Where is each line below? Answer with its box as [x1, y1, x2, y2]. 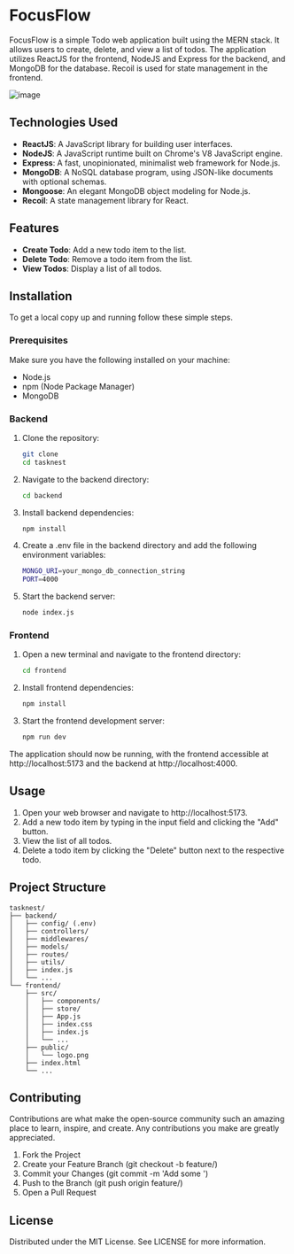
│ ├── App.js [25, 1011, 81, 1021]
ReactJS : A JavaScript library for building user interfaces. [21, 138, 233, 149]
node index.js [21, 608, 74, 617]
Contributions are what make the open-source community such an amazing [9, 1113, 285, 1125]
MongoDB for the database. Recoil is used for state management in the [9, 63, 268, 74]
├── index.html [25, 1058, 81, 1067]
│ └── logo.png [25, 1050, 89, 1059]
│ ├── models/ [9, 942, 69, 951]
